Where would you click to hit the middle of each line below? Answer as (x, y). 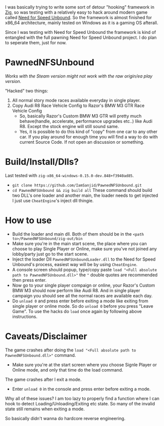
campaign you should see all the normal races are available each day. (82, 295)
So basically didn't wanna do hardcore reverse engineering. (65, 418)
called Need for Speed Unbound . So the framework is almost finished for (79, 17)
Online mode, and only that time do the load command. (68, 370)
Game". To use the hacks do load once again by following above (77, 311)
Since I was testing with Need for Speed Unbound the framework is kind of (81, 32)
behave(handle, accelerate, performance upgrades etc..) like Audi (86, 121)
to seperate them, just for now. (36, 43)
